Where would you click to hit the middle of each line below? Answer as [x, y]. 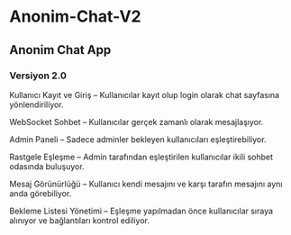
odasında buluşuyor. [47, 166]
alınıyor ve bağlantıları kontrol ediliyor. [80, 220]
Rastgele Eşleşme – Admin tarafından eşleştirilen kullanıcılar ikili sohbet [141, 157]
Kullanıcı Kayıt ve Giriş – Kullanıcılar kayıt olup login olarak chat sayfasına [145, 95]
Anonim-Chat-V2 [75, 17]
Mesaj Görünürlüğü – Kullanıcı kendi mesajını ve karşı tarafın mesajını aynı [146, 184]
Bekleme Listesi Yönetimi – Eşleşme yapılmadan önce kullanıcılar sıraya [141, 211]
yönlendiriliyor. [37, 104]
